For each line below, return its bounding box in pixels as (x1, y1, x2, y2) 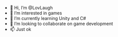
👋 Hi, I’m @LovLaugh (9, 5, 53, 10)
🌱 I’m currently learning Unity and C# (9, 15, 86, 21)
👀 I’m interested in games (9, 10, 62, 16)
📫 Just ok (9, 26, 31, 32)
